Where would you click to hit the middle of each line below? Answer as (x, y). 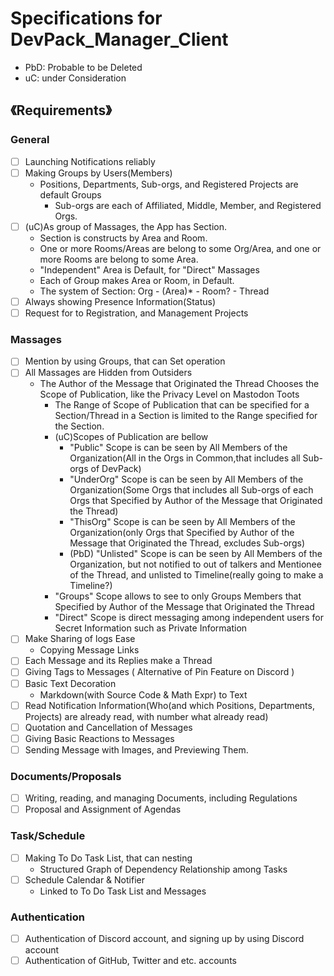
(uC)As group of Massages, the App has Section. (126, 226)
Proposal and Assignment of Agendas (103, 809)
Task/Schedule (48, 836)
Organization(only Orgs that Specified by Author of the (182, 533)
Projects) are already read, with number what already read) (146, 716)
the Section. (79, 426)
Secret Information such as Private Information (151, 628)
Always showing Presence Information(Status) (120, 301)
